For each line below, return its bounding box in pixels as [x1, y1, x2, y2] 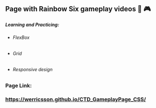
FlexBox [12, 34, 30, 40]
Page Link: [5, 82, 32, 89]
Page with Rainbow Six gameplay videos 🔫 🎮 [5, 5, 151, 13]
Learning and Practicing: [5, 21, 60, 28]
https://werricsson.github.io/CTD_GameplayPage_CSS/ [5, 96, 146, 103]
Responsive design [12, 66, 53, 72]
